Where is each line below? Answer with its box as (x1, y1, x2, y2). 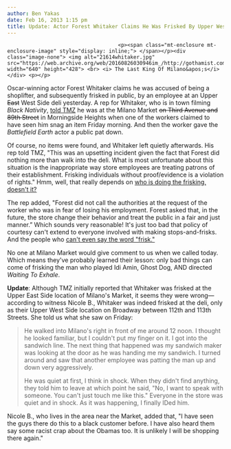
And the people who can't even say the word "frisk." (7, 235, 155, 243)
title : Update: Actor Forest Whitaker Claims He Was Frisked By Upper (7, 23, 214, 30)
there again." (7, 434, 43, 442)
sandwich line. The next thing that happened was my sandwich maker (23, 341, 222, 350)
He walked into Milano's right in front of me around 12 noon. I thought (23, 327, 221, 335)
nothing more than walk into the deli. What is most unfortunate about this (7, 156, 214, 164)
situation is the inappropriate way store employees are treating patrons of (7, 163, 215, 172)
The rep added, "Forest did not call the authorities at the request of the (7, 199, 208, 207)
